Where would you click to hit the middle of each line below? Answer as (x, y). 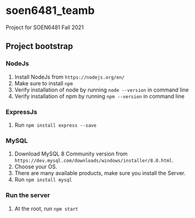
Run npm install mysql (43, 180)
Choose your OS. (36, 167)
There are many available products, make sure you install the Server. (100, 173)
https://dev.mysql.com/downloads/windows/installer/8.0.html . (94, 160)
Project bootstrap (39, 46)
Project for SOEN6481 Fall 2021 (45, 27)
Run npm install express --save (55, 125)
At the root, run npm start (46, 208)
